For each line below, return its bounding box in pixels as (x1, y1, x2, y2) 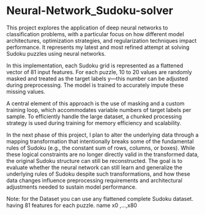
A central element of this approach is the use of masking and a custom (6, 99, 185, 107)
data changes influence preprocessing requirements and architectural (6, 176, 182, 184)
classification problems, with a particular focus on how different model (6, 30, 185, 37)
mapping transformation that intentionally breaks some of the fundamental (6, 137, 194, 145)
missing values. (6, 88, 46, 95)
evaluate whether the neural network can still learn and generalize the (6, 164, 182, 171)
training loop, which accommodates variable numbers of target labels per (6, 106, 192, 113)
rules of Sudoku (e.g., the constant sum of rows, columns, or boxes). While (6, 144, 195, 151)
